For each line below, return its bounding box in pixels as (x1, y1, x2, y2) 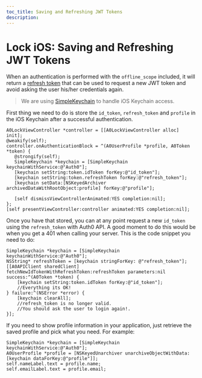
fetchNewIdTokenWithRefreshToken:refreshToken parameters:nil (6, 269, 166, 275)
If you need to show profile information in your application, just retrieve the (6, 322, 192, 329)
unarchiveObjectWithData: (124, 350, 190, 356)
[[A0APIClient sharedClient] (6, 263, 80, 270)
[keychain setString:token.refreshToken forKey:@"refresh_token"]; (14, 175, 188, 181)
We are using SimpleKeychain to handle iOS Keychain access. (21, 98, 175, 105)
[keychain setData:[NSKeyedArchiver (14, 180, 107, 186)
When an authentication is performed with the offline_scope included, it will (6, 73, 195, 80)
